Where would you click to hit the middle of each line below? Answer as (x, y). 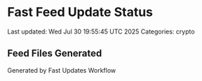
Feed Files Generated (55, 53)
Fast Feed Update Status (80, 12)
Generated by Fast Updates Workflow (62, 70)
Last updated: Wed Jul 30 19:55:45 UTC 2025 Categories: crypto (101, 31)
